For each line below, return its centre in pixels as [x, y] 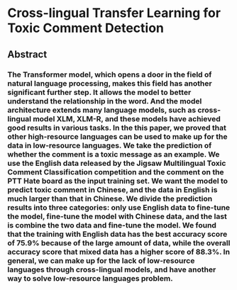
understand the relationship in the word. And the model [105, 101]
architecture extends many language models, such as [102, 110]
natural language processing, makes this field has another [110, 83]
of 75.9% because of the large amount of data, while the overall [119, 242]
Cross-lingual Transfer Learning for [114, 13]
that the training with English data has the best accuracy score [117, 234]
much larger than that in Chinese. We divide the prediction [110, 199]
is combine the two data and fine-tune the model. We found [112, 225]
